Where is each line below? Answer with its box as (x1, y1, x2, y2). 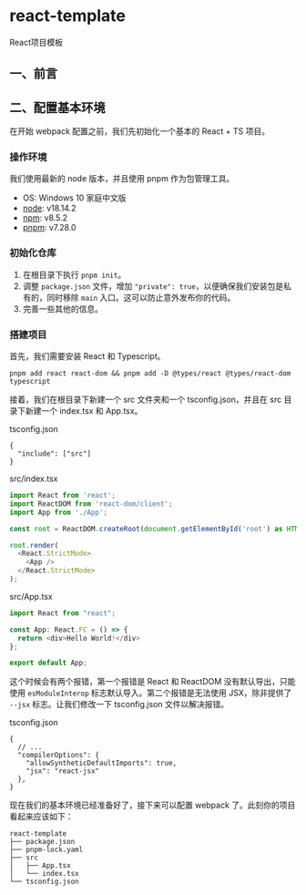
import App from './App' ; (9, 508, 107, 517)
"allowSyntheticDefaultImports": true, (25, 758, 178, 768)
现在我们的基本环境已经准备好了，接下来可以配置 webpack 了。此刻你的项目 (9, 799, 296, 811)
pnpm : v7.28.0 (22, 222, 76, 233)
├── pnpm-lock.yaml (9, 845, 84, 855)
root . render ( (9, 540, 59, 550)
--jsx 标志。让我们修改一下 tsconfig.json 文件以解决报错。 (9, 699, 229, 710)
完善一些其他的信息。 (22, 303, 103, 314)
